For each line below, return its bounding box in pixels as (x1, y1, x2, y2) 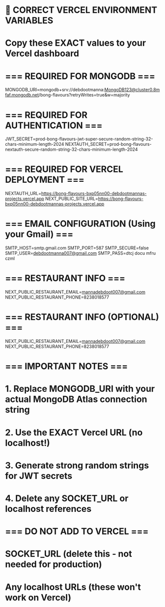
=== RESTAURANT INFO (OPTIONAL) (5, 311, 160, 323)
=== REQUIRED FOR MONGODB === (5, 70, 156, 82)
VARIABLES (5, 15, 54, 26)
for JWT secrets (5, 470, 73, 481)
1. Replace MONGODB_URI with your (5, 383, 155, 395)
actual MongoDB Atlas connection (5, 394, 147, 405)
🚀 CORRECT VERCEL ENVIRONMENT (5, 4, 158, 16)
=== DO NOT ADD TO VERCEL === (5, 526, 149, 537)
